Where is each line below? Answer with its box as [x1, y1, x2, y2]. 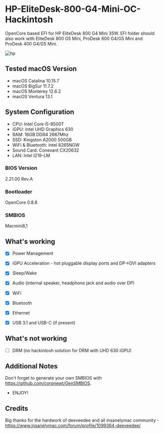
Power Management [12, 250, 54, 256]
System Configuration [5, 108, 75, 117]
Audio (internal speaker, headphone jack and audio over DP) [12, 280, 135, 286]
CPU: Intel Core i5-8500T [12, 121, 64, 127]
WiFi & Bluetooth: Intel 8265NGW [12, 142, 80, 148]
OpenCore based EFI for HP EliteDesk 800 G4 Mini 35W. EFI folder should [5, 30, 155, 36]
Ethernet [12, 310, 30, 315]
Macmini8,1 [5, 223, 28, 229]
